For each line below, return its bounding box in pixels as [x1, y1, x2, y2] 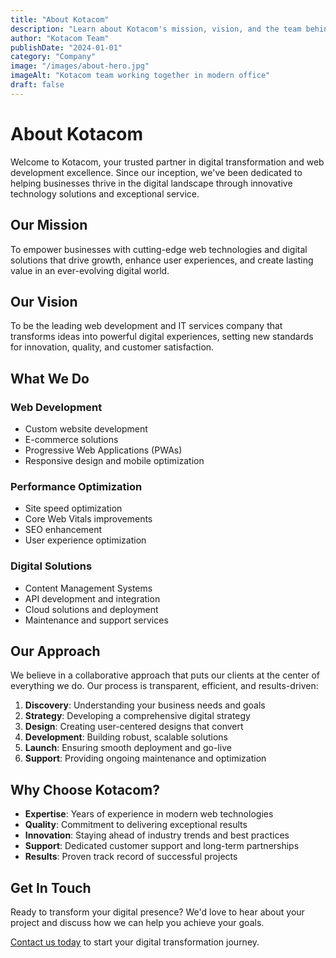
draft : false [10, 80, 65, 90]
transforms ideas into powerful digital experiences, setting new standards [10, 331, 314, 343]
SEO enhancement [24, 524, 103, 536]
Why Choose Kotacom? [10, 781, 161, 798]
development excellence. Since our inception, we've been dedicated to [10, 166, 303, 178]
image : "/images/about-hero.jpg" [10, 61, 150, 71]
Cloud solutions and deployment [24, 603, 159, 615]
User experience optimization [24, 534, 147, 546]
